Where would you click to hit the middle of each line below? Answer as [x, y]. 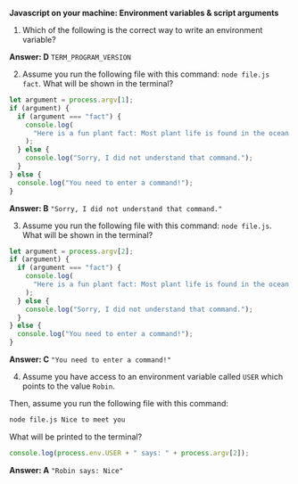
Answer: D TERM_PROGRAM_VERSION [70, 57]
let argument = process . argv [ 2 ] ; [71, 251]
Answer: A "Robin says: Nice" [66, 470]
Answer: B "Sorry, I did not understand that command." [116, 208]
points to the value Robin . [69, 386]
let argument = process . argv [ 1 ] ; [71, 100]
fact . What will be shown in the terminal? [98, 83]
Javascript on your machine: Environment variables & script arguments [144, 13]
